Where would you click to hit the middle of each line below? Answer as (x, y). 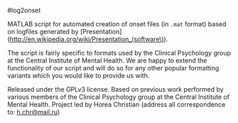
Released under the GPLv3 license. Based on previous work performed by (115, 89)
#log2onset (24, 10)
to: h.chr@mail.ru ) (34, 112)
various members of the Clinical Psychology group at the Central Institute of (118, 97)
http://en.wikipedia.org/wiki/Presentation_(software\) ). (89, 39)
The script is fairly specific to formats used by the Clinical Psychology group (119, 53)
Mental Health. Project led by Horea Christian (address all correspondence (117, 105)
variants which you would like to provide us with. (79, 75)
